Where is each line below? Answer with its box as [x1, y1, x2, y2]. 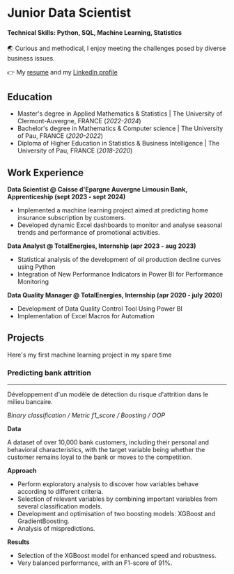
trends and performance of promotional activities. [17, 228, 160, 237]
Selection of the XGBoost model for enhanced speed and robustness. [17, 552, 217, 560]
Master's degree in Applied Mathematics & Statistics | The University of [17, 109, 223, 118]
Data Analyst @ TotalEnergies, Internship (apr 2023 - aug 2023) [7, 242, 196, 250]
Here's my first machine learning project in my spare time [7, 350, 172, 359]
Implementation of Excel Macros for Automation [17, 312, 155, 320]
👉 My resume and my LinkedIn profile [7, 68, 118, 77]
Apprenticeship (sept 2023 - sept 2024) [7, 193, 126, 201]
